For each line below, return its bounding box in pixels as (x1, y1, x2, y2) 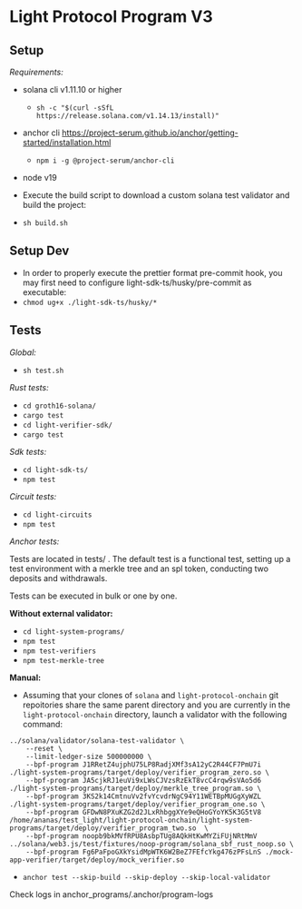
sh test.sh (22, 366, 64, 375)
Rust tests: (9, 381, 49, 392)
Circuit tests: (9, 490, 57, 501)
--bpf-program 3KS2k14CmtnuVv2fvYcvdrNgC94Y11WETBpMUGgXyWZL (25, 792, 261, 801)
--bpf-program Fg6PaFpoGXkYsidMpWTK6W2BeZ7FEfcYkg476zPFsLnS (25, 847, 261, 856)
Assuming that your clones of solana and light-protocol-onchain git (22, 689, 279, 700)
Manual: (9, 672, 42, 683)
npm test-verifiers (22, 647, 97, 656)
